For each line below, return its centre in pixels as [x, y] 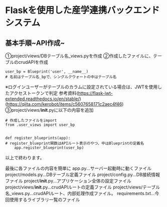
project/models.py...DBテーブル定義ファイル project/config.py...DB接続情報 [83, 174]
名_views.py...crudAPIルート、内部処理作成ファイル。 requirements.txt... [80, 193]
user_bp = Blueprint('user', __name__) [47, 72]
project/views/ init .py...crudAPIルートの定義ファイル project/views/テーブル [83, 187]
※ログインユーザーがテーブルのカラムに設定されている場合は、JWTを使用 [81, 87]
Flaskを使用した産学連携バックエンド [82, 10]
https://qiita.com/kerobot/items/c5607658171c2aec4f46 [64, 104]
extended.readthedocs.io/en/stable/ [42, 99]
